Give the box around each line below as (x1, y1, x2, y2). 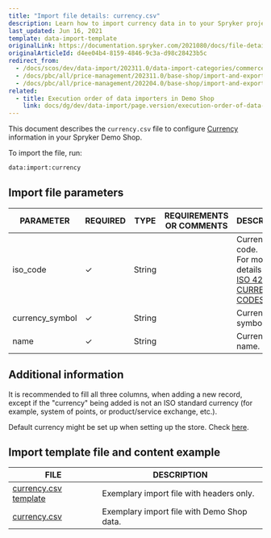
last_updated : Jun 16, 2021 (8, 27, 103, 35)
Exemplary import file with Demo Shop (102, 506, 248, 517)
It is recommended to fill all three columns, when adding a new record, (8, 389, 243, 399)
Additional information (8, 368, 124, 382)
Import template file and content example (8, 445, 220, 460)
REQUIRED (84, 215, 127, 226)
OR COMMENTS (165, 219, 228, 231)
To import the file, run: (8, 148, 82, 158)
